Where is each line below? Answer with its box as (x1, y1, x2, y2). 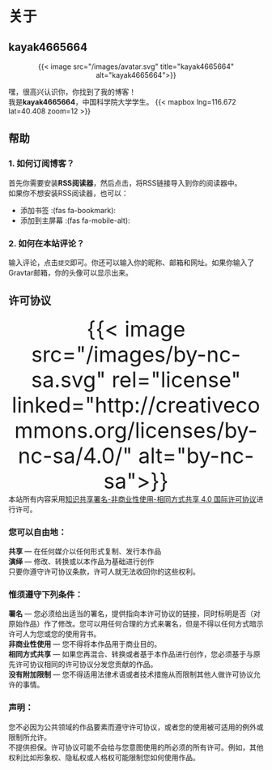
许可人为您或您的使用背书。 (8, 629, 101, 639)
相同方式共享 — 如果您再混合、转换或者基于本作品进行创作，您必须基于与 (8, 649, 253, 659)
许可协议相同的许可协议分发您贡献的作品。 (15, 660, 158, 669)
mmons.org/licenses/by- (14, 417, 258, 443)
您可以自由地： (8, 526, 67, 537)
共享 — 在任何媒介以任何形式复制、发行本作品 (8, 546, 162, 556)
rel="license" (112, 366, 241, 393)
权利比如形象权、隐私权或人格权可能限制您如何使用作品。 (8, 752, 200, 762)
